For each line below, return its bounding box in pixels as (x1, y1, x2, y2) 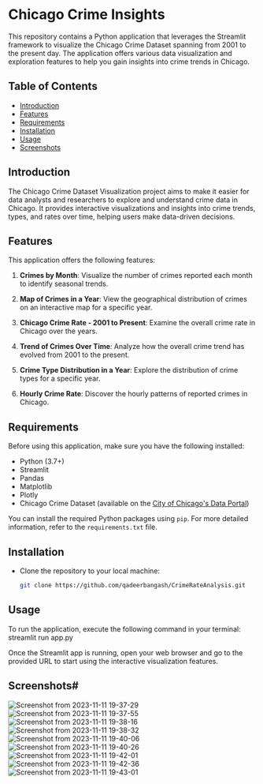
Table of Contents (8, 80, 98, 93)
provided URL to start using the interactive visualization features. (8, 656, 219, 666)
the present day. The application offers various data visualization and (8, 48, 232, 58)
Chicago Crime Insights (8, 6, 165, 24)
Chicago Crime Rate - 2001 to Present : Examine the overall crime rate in (19, 318, 256, 328)
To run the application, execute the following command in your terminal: (8, 624, 242, 633)
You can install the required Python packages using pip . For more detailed (8, 514, 249, 523)
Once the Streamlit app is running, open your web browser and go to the (8, 647, 243, 657)
